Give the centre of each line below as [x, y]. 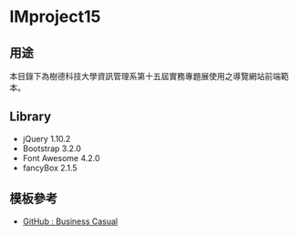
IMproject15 [55, 17]
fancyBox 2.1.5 [50, 168]
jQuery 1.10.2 [46, 138]
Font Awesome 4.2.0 [61, 158]
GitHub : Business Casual [70, 221]
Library [31, 117]
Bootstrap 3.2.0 [52, 148]
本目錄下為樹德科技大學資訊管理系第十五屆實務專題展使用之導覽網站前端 [145, 76]
